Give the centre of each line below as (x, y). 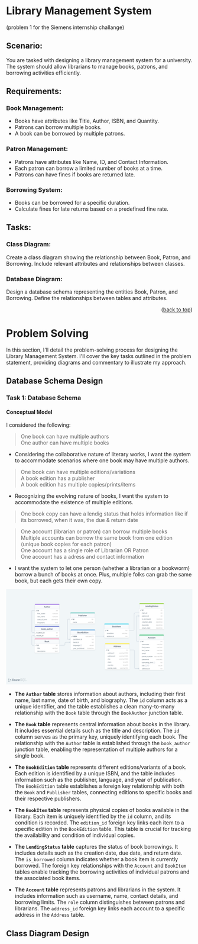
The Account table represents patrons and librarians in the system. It (98, 890)
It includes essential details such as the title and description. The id (97, 731)
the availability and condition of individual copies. (75, 835)
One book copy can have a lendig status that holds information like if (104, 514)
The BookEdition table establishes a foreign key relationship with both (100, 786)
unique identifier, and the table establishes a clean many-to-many (95, 707)
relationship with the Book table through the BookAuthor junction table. (99, 713)
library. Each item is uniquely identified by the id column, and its (93, 816)
